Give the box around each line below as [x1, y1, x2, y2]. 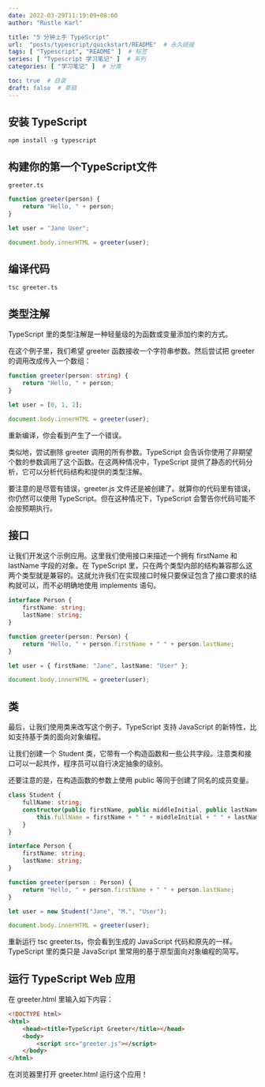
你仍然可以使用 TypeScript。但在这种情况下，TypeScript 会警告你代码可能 [8, 493, 249, 503]
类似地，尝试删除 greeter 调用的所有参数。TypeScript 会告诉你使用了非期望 [8, 447, 253, 456]
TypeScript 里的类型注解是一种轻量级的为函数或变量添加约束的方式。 [8, 329, 233, 339]
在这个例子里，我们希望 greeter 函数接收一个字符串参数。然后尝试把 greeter [8, 347, 255, 356]
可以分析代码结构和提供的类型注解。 [28, 467, 147, 476]
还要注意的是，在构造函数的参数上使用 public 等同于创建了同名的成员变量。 [8, 775, 254, 785]
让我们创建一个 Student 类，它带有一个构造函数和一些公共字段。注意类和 [8, 749, 245, 759]
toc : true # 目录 [8, 77, 66, 84]
